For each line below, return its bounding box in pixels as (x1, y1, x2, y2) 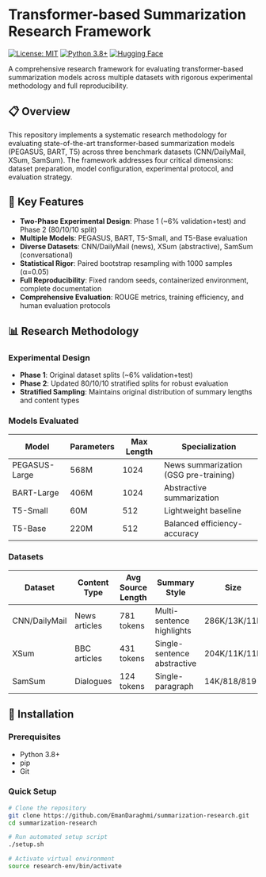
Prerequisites (8, 732, 61, 743)
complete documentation (19, 283, 102, 293)
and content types (19, 395, 80, 406)
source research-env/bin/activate (8, 863, 123, 871)
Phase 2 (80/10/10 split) (19, 225, 97, 234)
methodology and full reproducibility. (8, 81, 128, 90)
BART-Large (12, 487, 59, 498)
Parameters (70, 440, 115, 452)
